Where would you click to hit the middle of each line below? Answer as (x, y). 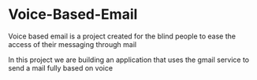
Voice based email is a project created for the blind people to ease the (122, 36)
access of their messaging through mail (72, 44)
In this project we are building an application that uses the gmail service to (129, 60)
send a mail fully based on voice (60, 67)
